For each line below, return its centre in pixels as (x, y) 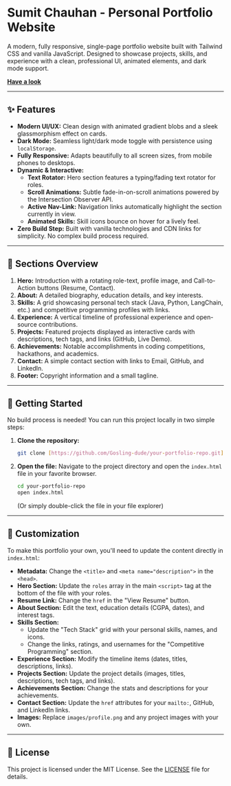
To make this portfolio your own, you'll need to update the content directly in (115, 550)
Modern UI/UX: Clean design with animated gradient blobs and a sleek (118, 126)
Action (26, 287)
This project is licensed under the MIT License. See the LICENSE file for (109, 769)
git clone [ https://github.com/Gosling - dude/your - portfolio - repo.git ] (120, 453)
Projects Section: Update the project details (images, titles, (101, 673)
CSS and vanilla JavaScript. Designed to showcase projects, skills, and (107, 54)
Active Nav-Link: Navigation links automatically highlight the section (124, 206)
